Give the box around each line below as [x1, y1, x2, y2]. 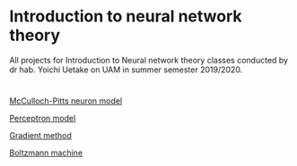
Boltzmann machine [9, 147, 83, 158]
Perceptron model [9, 113, 76, 124]
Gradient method [9, 130, 72, 141]
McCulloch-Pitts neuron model [9, 95, 123, 106]
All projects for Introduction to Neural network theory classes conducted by [9, 54, 289, 65]
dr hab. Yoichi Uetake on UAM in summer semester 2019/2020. [9, 64, 243, 75]
